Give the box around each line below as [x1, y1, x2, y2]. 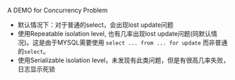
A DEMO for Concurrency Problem [7, 6, 108, 14]
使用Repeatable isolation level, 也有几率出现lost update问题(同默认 [17, 30, 212, 38]
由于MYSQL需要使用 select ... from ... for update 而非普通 [45, 38, 228, 47]
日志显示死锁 [17, 65, 55, 73]
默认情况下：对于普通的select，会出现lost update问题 [17, 21, 174, 29]
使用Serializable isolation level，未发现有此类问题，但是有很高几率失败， [17, 56, 230, 64]
